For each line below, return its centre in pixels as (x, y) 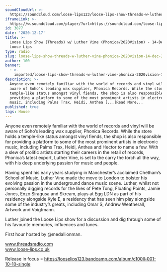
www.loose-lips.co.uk (27, 249)
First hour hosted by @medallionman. (43, 234)
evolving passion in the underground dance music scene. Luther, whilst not (82, 183)
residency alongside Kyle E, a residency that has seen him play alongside (80, 199)
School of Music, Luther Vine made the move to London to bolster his (76, 178)
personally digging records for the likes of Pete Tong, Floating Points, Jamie (83, 188)
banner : (13, 65)
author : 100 (17, 61)
